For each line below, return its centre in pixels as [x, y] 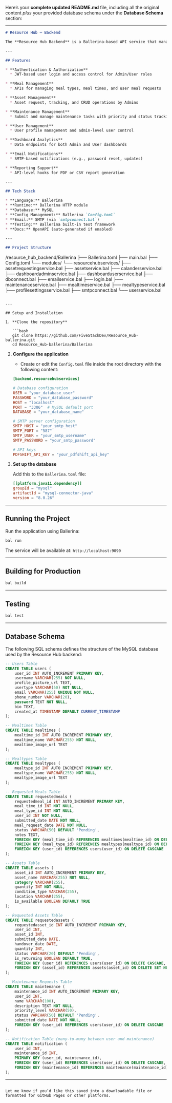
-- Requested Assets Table [34, 915]
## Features [18, 60]
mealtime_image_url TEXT [41, 745]
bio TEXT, [25, 707]
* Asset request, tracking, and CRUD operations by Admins [74, 102]
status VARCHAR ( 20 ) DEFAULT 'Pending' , [57, 954]
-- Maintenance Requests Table [39, 982]
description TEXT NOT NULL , [44, 1006]
